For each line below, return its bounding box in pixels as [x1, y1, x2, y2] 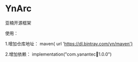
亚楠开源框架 [5, 20, 31, 26]
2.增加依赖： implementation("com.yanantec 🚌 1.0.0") [5, 51, 112, 57]
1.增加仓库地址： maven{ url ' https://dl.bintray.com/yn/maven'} [5, 40, 133, 47]
